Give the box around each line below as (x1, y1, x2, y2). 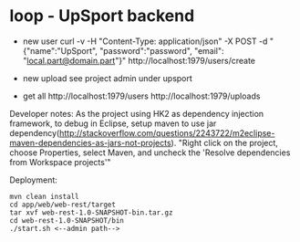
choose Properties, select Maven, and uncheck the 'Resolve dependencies (9, 147, 291, 158)
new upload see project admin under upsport (22, 72, 193, 83)
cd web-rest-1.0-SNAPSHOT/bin (9, 216, 125, 225)
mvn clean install (9, 192, 79, 201)
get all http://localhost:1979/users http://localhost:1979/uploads (22, 90, 261, 101)
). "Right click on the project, (171, 137, 278, 148)
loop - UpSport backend (9, 5, 195, 26)
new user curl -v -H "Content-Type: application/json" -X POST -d (22, 36, 268, 47)
